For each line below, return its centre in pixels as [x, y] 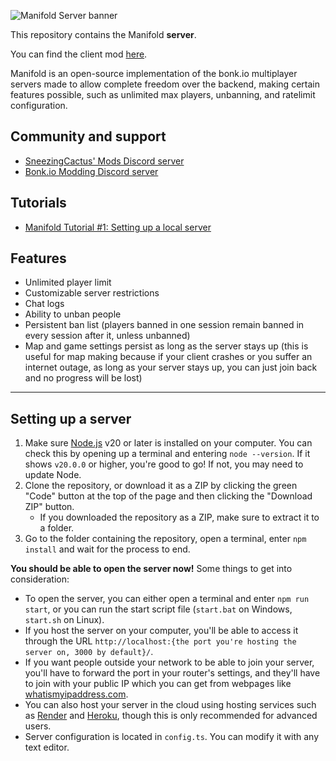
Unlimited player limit [68, 282]
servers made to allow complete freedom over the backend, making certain [165, 84]
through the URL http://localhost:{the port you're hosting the [160, 641]
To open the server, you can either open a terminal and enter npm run [167, 599]
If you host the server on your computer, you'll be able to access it [161, 631]
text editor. [47, 747]
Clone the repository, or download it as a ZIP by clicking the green [161, 486]
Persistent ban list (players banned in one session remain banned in [164, 325]
